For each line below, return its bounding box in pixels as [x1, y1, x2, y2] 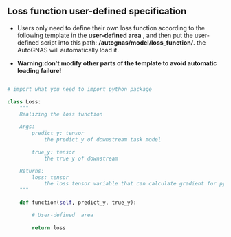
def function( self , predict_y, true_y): [19, 199, 137, 206]
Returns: [19, 167, 45, 174]
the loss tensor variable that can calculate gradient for [43, 181, 217, 187]
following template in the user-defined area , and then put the [16, 31, 194, 39]
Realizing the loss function [19, 111, 103, 118]
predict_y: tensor [32, 130, 85, 137]
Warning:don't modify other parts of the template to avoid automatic [16, 59, 218, 68]
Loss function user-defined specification [7, 6, 187, 17]
